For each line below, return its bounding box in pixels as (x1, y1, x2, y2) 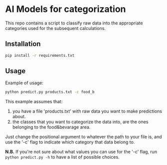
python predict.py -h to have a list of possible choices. (5, 154, 120, 160)
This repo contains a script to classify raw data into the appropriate (5, 20, 143, 26)
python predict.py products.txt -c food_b (5, 90, 95, 95)
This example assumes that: (5, 99, 63, 105)
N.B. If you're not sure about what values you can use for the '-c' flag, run (5, 149, 158, 155)
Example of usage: (5, 80, 44, 86)
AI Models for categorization (5, 3, 126, 15)
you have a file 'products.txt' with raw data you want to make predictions (12, 108, 163, 114)
